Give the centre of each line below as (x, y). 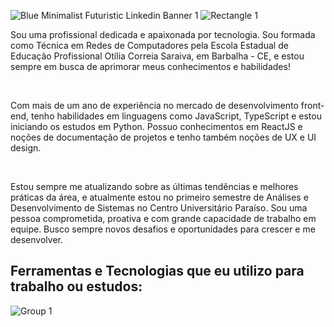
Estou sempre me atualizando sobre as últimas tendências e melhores (154, 186)
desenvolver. (36, 239)
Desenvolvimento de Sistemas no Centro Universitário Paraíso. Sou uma (159, 208)
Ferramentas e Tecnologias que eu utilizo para (157, 271)
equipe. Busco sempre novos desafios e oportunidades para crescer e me (163, 229)
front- (312, 105)
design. (26, 148)
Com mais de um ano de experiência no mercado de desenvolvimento (154, 105)
